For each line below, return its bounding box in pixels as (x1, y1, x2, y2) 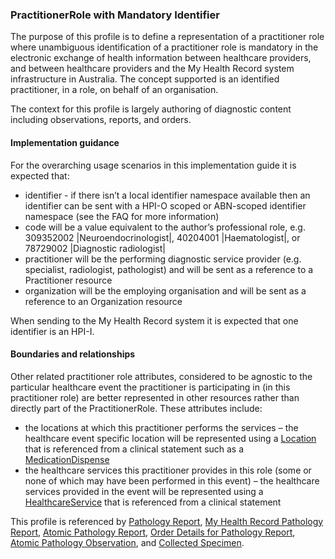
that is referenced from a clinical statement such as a (24, 443, 245, 455)
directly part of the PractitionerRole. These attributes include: (10, 402, 263, 414)
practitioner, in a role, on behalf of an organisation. (10, 84, 219, 96)
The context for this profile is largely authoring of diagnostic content (10, 103, 292, 115)
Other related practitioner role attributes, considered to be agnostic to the (10, 370, 313, 382)
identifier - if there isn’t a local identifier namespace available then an (24, 189, 311, 201)
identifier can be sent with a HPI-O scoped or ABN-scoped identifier (24, 199, 307, 212)
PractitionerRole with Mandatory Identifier (10, 8, 220, 22)
